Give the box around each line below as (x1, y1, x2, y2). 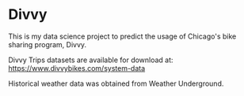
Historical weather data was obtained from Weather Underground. (8, 79, 224, 88)
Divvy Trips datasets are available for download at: (8, 55, 173, 65)
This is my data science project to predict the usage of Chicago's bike (8, 31, 237, 41)
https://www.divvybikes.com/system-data (8, 63, 146, 72)
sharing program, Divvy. (8, 39, 87, 49)
